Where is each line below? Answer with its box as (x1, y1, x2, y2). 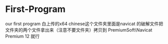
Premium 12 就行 (5, 33, 40, 39)
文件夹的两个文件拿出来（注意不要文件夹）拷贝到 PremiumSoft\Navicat (5, 26, 152, 33)
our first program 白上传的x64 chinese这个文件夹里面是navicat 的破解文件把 (5, 20, 163, 26)
